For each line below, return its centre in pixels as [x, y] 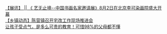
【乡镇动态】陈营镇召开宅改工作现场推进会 [49, 20]
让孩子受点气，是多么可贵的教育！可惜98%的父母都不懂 [63, 26]
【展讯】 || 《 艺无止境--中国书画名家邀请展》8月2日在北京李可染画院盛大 [81, 8]
